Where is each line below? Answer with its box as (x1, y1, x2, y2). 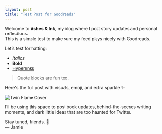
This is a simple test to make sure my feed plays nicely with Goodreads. (5, 35, 151, 42)
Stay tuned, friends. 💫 (5, 119, 49, 125)
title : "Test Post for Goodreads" (5, 12, 76, 17)
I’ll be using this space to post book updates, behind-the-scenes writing (5, 104, 151, 110)
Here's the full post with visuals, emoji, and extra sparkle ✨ (5, 84, 125, 90)
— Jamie (5, 124, 23, 130)
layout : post (5, 7, 32, 12)
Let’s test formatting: (5, 45, 47, 51)
